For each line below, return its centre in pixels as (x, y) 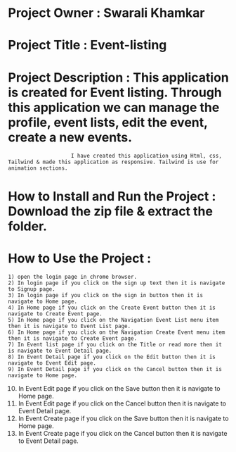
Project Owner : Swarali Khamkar (106, 13)
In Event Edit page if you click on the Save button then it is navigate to (119, 389)
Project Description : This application (118, 77)
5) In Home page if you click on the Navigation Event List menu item (113, 320)
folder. (28, 226)
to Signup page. (32, 289)
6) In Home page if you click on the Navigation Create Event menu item (117, 332)
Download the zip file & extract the (111, 211)
